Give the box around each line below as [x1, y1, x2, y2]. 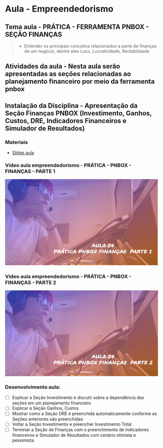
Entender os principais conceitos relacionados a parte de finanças [24, 43, 157, 49]
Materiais [5, 139, 28, 145]
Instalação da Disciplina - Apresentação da [5, 101, 138, 110]
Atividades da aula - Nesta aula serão [5, 62, 120, 71]
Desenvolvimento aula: [5, 384, 61, 390]
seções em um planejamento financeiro [12, 400, 91, 406]
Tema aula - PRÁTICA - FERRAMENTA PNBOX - [5, 23, 149, 31]
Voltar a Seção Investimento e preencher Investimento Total [12, 421, 132, 427]
